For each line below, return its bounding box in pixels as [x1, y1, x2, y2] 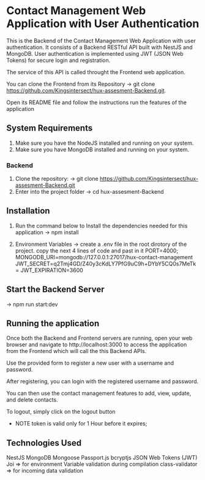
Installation [6, 206, 50, 216]
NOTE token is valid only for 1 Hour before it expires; [15, 420, 147, 427]
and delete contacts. [6, 396, 58, 403]
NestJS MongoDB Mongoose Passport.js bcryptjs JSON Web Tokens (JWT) [6, 454, 198, 462]
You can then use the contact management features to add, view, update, [6, 390, 192, 397]
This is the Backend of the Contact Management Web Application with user [6, 37, 196, 44]
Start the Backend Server [6, 284, 105, 295]
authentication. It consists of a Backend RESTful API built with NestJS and [6, 44, 193, 51]
